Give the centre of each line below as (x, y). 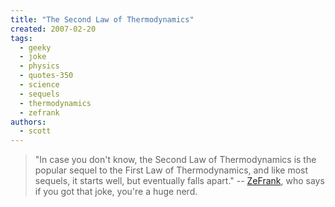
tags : (21, 38)
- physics (39, 66)
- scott (35, 131)
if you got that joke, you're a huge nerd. (116, 192)
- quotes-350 (46, 76)
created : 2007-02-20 (53, 29)
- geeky (35, 47)
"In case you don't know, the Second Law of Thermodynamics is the (175, 160)
